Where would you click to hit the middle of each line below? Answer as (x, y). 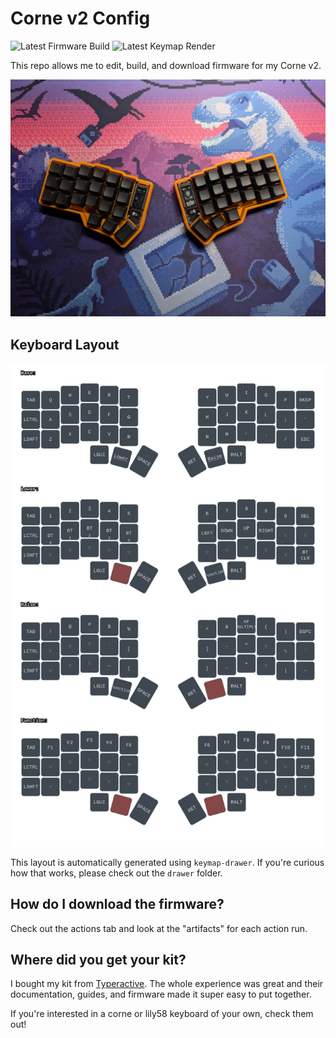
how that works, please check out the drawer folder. (116, 873)
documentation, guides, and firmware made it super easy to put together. (161, 994)
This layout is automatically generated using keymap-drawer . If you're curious (167, 862)
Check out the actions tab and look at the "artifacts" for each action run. (159, 928)
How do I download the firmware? (117, 904)
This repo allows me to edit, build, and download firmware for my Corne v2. (166, 65)
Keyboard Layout (65, 344)
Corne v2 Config (80, 18)
